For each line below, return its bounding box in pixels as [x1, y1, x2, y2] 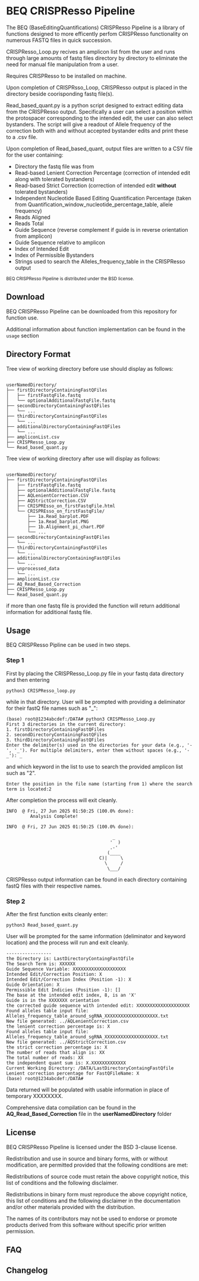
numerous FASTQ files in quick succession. [6, 36, 112, 44]
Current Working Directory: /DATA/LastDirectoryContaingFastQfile [6, 1065, 174, 1071]
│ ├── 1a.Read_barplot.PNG [6, 519, 89, 525]
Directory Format [6, 349, 71, 359]
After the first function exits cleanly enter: [6, 910, 108, 917]
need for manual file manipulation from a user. [6, 61, 119, 68]
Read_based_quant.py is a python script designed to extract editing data [6, 101, 184, 108]
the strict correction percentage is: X [6, 1044, 108, 1050]
